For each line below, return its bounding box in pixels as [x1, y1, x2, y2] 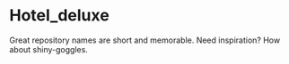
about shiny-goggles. [9, 44, 88, 54]
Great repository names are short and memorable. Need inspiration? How [9, 35, 281, 45]
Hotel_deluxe [9, 5, 109, 26]
